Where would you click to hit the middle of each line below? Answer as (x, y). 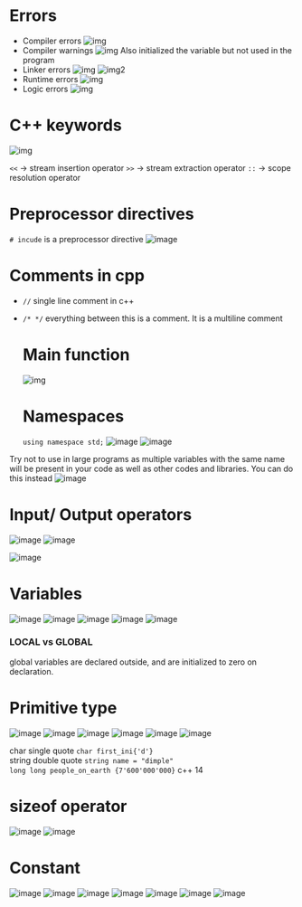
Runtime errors (50, 79)
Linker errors (46, 70)
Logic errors (45, 89)
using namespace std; (63, 442)
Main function (76, 354)
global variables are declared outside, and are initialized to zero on (133, 662)
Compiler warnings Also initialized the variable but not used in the (157, 50)
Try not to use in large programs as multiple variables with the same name (147, 458)
